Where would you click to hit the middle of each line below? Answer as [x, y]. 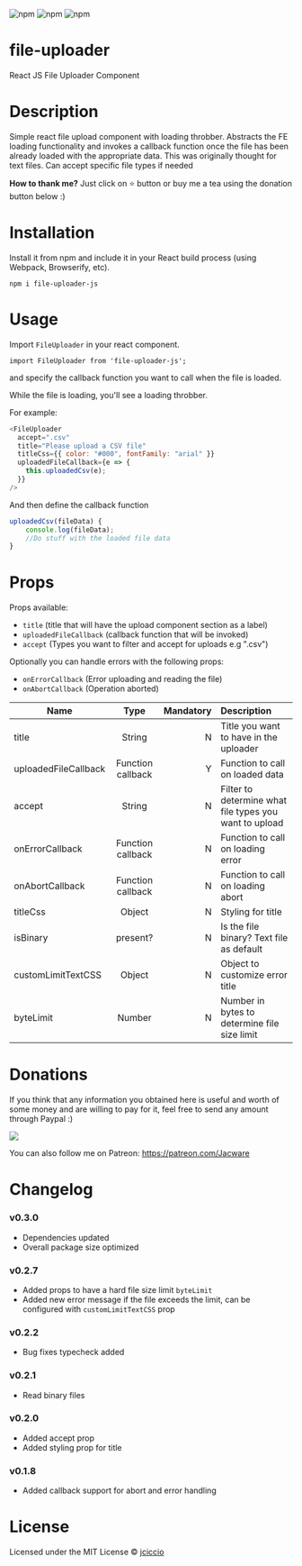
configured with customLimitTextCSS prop [98, 1309]
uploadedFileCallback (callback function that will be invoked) [135, 634]
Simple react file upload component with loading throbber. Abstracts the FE [149, 136]
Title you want [250, 726]
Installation [52, 233]
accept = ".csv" [44, 437]
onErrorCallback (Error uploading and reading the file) [122, 679]
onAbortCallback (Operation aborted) [90, 688]
